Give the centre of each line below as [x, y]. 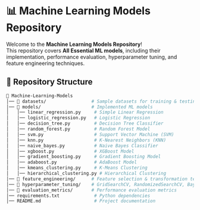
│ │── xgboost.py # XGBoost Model [70, 151]
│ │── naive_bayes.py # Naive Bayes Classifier [82, 146]
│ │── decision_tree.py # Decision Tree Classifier [85, 123]
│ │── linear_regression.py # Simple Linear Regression [85, 112]
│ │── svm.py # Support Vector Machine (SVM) [90, 134]
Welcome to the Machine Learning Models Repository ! [74, 44]
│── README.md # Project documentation [81, 201]
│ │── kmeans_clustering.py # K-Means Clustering [77, 168]
